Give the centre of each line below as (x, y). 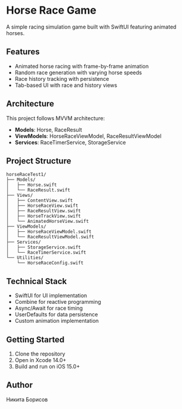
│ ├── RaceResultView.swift (44, 211)
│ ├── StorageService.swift (44, 247)
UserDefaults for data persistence (56, 314)
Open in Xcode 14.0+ (40, 360)
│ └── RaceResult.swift (38, 190)
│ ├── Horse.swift (32, 185)
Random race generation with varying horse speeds (78, 73)
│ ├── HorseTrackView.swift (44, 216)
